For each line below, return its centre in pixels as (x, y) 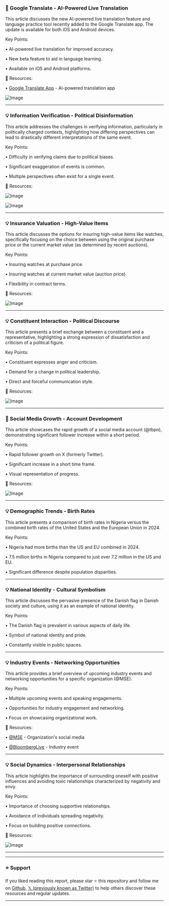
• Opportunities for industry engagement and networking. (65, 708)
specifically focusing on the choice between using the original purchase (80, 239)
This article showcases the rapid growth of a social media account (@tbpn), (84, 430)
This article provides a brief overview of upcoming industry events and (78, 674)
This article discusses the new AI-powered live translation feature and (78, 19)
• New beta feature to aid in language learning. (54, 59)
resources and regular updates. (38, 893)
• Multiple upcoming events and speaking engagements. (64, 698)
